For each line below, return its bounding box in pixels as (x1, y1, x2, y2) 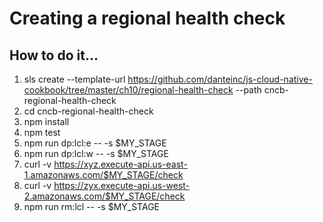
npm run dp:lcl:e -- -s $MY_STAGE (23, 137, 167, 149)
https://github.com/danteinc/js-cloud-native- (127, 73, 313, 85)
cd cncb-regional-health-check (23, 105, 154, 117)
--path (235, 84, 262, 96)
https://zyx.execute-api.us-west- (53, 180, 191, 191)
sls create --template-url (23, 73, 126, 85)
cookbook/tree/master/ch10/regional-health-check (23, 84, 234, 96)
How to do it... (9, 47, 99, 64)
